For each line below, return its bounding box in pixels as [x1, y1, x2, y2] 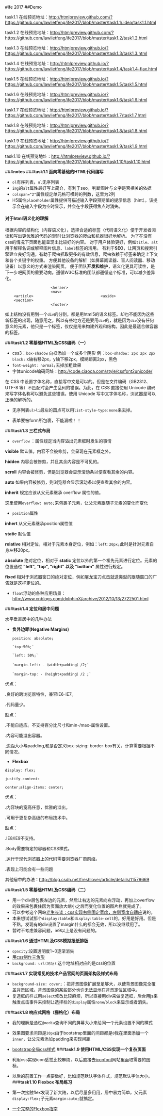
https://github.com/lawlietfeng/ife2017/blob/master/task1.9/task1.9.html [5, 143, 147, 149]
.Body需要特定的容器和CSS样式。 [5, 846, 72, 852]
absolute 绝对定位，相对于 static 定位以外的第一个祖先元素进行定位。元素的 [5, 558, 158, 563]
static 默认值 [5, 531, 31, 537]
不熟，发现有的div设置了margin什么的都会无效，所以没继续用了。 [12, 921, 143, 927]
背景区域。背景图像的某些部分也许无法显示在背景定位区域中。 [16, 987, 140, 993]
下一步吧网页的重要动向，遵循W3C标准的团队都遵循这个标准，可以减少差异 [5, 269, 155, 276]
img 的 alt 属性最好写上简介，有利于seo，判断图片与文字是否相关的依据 [12, 185, 152, 191]
